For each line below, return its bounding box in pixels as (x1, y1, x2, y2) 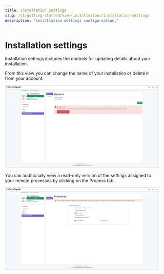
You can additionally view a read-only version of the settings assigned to (5, 172, 151, 178)
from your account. (5, 75, 44, 81)
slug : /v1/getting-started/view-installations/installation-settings (5, 13, 150, 18)
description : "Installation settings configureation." (5, 18, 119, 23)
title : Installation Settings (5, 8, 67, 13)
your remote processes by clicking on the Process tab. (5, 178, 115, 183)
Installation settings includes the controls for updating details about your (5, 56, 151, 62)
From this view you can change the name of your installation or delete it (5, 71, 149, 76)
